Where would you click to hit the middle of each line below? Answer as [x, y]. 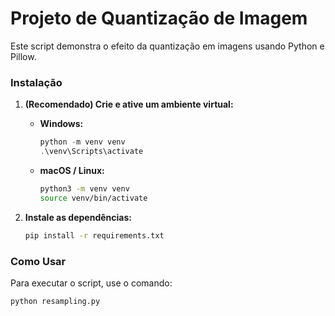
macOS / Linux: [72, 170]
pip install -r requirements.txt [94, 235]
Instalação [36, 82]
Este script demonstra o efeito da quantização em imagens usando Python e [167, 46]
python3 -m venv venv [84, 188]
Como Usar [38, 261]
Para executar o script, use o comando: [91, 283]
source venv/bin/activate [93, 198]
